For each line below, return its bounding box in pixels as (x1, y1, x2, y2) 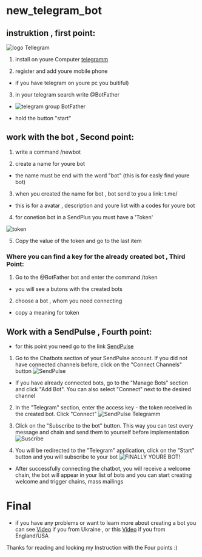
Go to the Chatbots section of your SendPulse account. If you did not (15, 354, 188, 361)
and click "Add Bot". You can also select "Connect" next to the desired (15, 385, 191, 392)
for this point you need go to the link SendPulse (15, 343, 134, 350)
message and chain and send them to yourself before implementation (15, 428, 189, 436)
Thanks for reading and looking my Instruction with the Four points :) (6, 544, 178, 551)
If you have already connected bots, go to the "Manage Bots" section (15, 379, 188, 386)
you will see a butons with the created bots (15, 285, 123, 293)
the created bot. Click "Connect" (15, 410, 97, 417)
